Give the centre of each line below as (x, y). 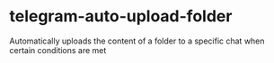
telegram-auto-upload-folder (121, 16)
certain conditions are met (58, 50)
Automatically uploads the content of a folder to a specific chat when (137, 41)
